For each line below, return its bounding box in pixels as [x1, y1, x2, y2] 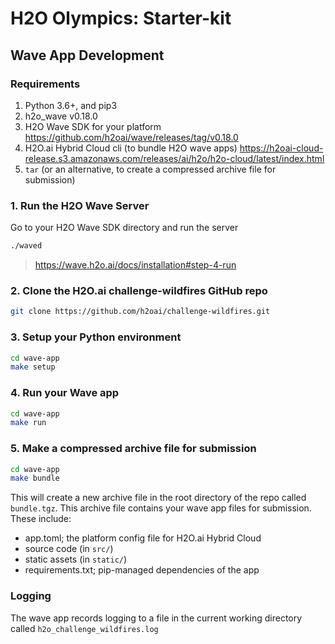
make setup [10, 362, 56, 372]
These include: [10, 513, 72, 525]
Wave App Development [10, 47, 165, 64]
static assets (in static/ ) [24, 553, 128, 566]
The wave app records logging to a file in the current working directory [10, 612, 303, 624]
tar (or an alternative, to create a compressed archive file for [24, 163, 277, 175]
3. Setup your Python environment [10, 330, 182, 344]
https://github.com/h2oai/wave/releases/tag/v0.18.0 [24, 131, 239, 143]
